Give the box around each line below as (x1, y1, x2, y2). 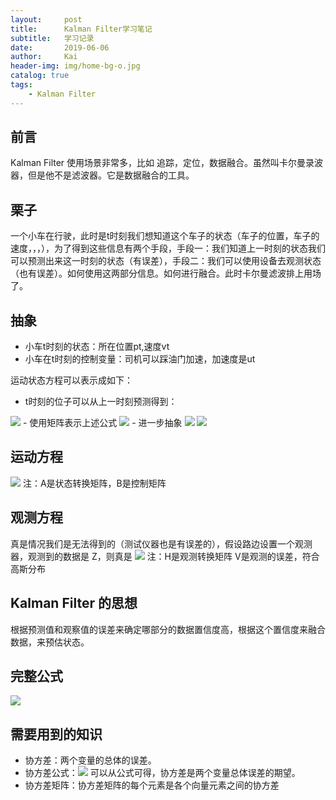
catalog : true (10, 71, 70, 81)
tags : (10, 80, 33, 90)
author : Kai (10, 52, 78, 62)
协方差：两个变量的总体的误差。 (24, 754, 157, 766)
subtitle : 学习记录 (10, 33, 95, 43)
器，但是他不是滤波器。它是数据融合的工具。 (10, 169, 195, 181)
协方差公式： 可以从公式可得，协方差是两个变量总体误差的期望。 (24, 767, 301, 779)
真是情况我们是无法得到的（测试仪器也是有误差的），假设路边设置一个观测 (10, 537, 313, 550)
